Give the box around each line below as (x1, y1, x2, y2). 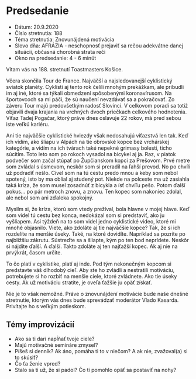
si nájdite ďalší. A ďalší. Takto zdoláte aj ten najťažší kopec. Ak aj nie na (6, 243, 178, 250)
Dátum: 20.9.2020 (14, 23, 59, 30)
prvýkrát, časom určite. (6, 249, 63, 256)
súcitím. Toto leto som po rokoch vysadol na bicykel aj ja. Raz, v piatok (6, 150, 176, 157)
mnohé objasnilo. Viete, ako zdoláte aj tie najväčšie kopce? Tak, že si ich (6, 224, 181, 231)
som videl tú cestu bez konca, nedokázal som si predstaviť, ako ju (6, 212, 165, 219)
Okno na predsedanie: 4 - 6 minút (14, 54, 97, 61)
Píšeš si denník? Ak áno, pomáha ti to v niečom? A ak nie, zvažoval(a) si (14, 347, 188, 354)
